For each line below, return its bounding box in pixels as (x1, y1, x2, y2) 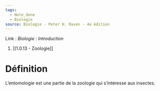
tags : (5, 7, 17, 13)
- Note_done (10, 12, 35, 17)
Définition (5, 63, 48, 75)
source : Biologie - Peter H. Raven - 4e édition (5, 21, 110, 27)
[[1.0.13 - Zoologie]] (12, 45, 53, 51)
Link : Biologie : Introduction (5, 36, 64, 42)
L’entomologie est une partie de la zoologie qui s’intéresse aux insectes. (5, 80, 155, 86)
